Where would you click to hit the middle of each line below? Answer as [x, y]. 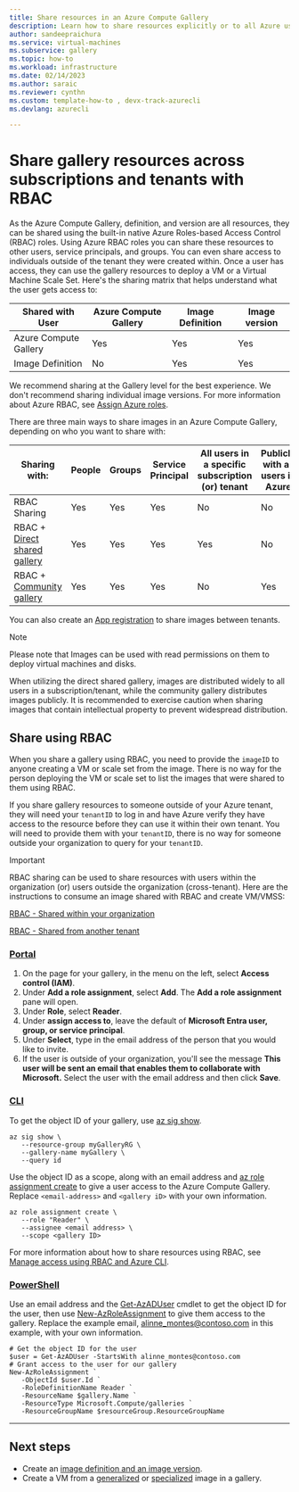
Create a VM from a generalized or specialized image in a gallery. [142, 1478]
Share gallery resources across [127, 161]
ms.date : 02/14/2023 [48, 76]
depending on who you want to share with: [88, 431]
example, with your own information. [76, 1332]
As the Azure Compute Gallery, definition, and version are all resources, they [149, 223]
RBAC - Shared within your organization [82, 914]
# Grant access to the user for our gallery [93, 1364]
